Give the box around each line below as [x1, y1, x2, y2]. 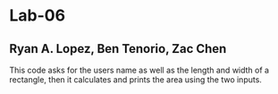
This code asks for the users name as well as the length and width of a [9, 64, 270, 75]
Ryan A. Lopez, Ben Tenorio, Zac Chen [9, 41, 227, 56]
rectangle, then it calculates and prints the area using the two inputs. [9, 74, 262, 85]
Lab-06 [9, 5, 65, 26]
